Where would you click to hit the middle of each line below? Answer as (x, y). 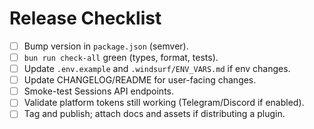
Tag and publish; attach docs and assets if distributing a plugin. (154, 114)
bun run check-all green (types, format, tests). (121, 57)
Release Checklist (85, 18)
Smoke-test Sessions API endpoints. (99, 91)
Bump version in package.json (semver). (106, 46)
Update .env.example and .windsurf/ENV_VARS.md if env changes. (157, 69)
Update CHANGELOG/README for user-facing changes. (140, 80)
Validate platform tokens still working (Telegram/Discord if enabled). (164, 103)
